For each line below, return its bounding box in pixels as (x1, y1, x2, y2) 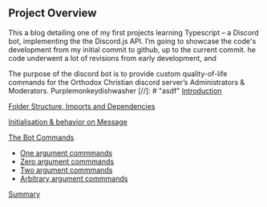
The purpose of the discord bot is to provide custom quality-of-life (8, 68, 228, 79)
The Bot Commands (8, 132, 75, 142)
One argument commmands (19, 148, 113, 157)
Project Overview (8, 6, 97, 20)
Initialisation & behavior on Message (8, 116, 128, 127)
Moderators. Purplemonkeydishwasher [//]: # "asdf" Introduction (8, 86, 222, 95)
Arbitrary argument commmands (19, 173, 128, 183)
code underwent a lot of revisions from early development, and (8, 53, 216, 63)
